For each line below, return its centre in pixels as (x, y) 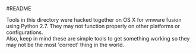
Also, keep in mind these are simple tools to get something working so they (98, 38)
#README (19, 9)
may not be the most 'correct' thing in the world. (65, 45)
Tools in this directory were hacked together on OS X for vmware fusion (94, 20)
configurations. (25, 32)
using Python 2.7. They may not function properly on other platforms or (93, 26)
